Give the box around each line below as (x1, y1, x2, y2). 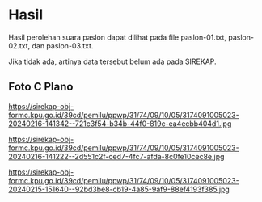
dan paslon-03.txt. (32, 40, 94, 50)
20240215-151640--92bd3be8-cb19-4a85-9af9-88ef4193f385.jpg (8, 184, 230, 194)
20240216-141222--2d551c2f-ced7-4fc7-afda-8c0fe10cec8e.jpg (8, 151, 225, 161)
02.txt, (8, 40, 31, 50)
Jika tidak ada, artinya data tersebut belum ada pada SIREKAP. (8, 57, 217, 66)
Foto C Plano (8, 80, 74, 94)
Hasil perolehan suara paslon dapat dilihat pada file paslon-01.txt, (8, 32, 227, 42)
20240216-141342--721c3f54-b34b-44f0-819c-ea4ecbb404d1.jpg (8, 119, 232, 128)
